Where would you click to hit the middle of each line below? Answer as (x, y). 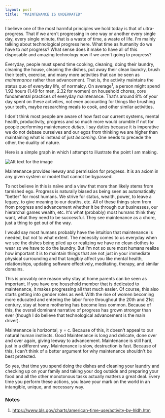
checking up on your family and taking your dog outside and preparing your (82, 371)
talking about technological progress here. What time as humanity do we (79, 44)
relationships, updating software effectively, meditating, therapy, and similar (82, 264)
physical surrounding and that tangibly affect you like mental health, (74, 259)
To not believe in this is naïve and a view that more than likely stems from (79, 186)
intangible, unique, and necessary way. (45, 387)
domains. (15, 269)
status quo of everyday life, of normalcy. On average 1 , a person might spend (82, 85)
